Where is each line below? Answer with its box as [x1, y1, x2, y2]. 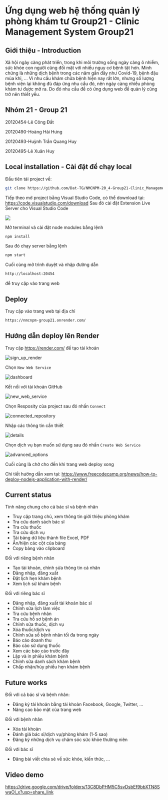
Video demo [5, 770, 44, 779]
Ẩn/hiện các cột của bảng [12, 540, 66, 546]
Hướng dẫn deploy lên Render [5, 331, 99, 340]
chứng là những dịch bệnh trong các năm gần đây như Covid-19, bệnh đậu [5, 70, 158, 76]
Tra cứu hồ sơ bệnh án [12, 616, 59, 622]
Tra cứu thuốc [12, 524, 41, 530]
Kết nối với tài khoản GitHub [5, 383, 62, 389]
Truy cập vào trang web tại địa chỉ [5, 308, 76, 314]
